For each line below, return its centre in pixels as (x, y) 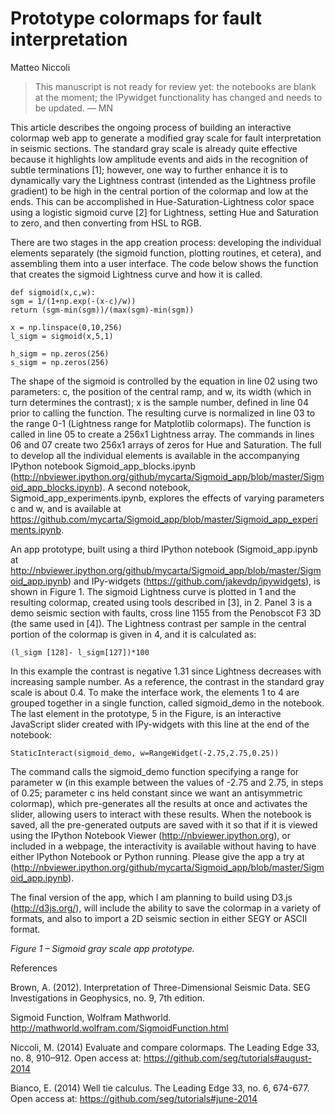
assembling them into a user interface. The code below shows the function (164, 263)
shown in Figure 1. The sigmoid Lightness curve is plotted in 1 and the (153, 591)
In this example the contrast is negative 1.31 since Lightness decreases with (166, 671)
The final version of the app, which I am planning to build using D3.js (151, 897)
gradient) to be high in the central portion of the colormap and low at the (159, 191)
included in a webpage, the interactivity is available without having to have (163, 846)
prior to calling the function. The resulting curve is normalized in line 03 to (163, 413)
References (34, 968)
